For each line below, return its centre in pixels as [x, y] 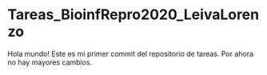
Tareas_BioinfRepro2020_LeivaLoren [133, 15]
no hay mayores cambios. [50, 62]
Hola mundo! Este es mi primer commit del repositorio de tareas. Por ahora [130, 53]
